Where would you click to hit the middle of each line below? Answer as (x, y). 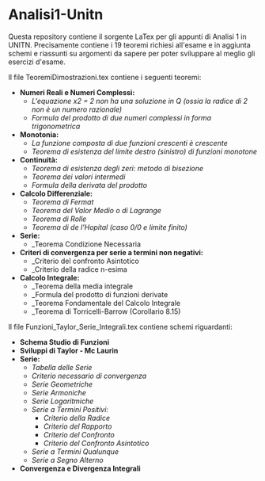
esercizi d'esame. (37, 62)
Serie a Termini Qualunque (75, 451)
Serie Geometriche (62, 384)
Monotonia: (39, 134)
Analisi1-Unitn (56, 15)
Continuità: (38, 159)
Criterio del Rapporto (78, 426)
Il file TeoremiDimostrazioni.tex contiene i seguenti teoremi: (105, 77)
